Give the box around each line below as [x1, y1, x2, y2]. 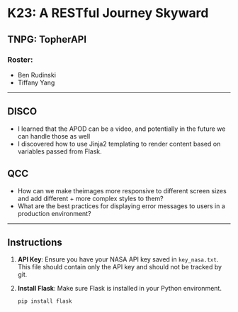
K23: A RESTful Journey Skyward [7, 5, 209, 21]
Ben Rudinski [17, 70, 57, 79]
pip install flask [17, 298, 72, 305]
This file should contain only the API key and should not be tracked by [17, 263, 222, 271]
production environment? [17, 209, 91, 217]
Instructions [7, 236, 62, 248]
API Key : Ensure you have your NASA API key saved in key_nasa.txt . [17, 255, 219, 264]
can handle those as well [17, 131, 91, 140]
